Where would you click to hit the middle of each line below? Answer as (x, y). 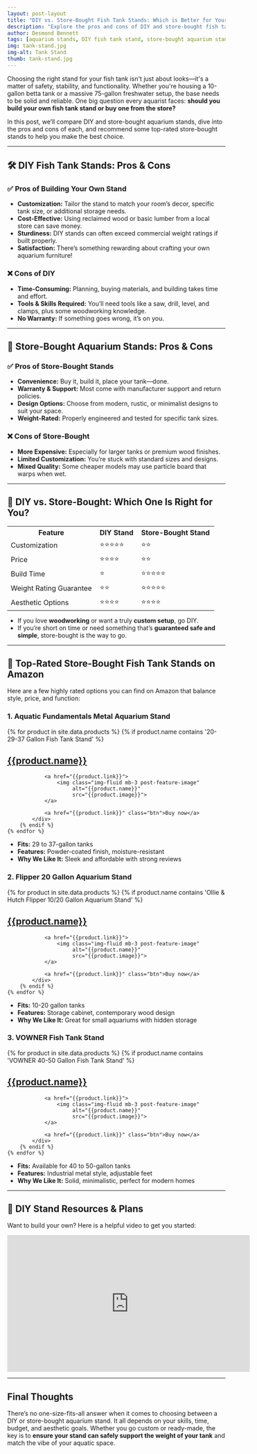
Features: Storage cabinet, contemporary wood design (96, 1012)
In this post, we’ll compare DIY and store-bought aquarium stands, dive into (115, 122)
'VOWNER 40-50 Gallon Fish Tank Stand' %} (71, 1060)
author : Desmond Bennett (43, 33)
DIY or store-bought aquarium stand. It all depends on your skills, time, (108, 1421)
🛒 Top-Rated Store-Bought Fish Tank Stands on (111, 663)
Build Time (28, 574)
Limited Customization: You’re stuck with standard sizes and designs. (118, 458)
